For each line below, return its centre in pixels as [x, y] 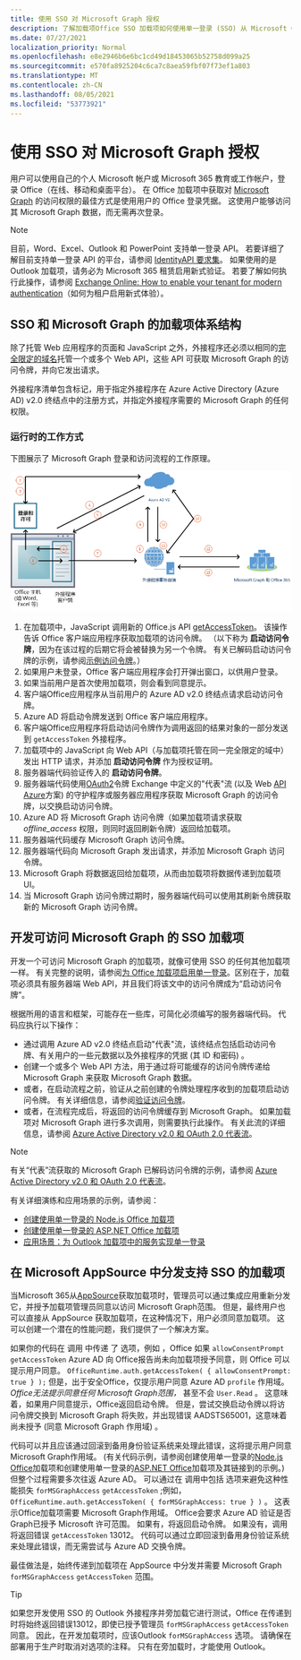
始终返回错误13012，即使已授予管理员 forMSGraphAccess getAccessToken [157, 1624]
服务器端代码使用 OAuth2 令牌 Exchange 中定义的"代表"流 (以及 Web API [155, 783]
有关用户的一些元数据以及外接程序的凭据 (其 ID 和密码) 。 [144, 1055]
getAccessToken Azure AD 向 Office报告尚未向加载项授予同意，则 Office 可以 [150, 1359]
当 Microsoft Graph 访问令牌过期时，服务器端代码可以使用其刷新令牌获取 [157, 895]
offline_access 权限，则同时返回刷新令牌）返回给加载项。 [129, 828]
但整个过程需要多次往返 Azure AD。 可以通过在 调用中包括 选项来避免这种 [146, 1479]
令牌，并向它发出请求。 [61, 370]
